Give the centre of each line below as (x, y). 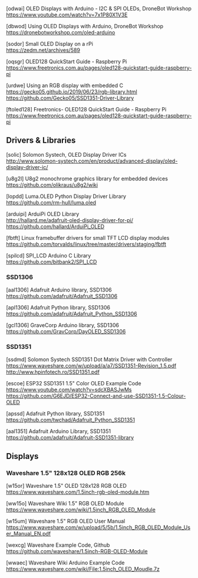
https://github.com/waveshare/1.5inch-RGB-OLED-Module (77, 551)
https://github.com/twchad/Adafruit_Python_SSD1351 (71, 420)
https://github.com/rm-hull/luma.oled (51, 202)
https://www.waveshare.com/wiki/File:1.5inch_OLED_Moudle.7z (83, 569)
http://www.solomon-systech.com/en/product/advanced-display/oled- (92, 161)
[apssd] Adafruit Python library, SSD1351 (55, 414)
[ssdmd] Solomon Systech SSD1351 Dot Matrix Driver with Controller (89, 359)
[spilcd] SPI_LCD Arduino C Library (49, 255)
